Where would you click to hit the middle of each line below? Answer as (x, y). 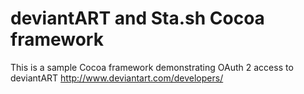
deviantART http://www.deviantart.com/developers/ (117, 78)
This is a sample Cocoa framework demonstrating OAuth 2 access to (152, 67)
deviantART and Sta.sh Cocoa (137, 18)
